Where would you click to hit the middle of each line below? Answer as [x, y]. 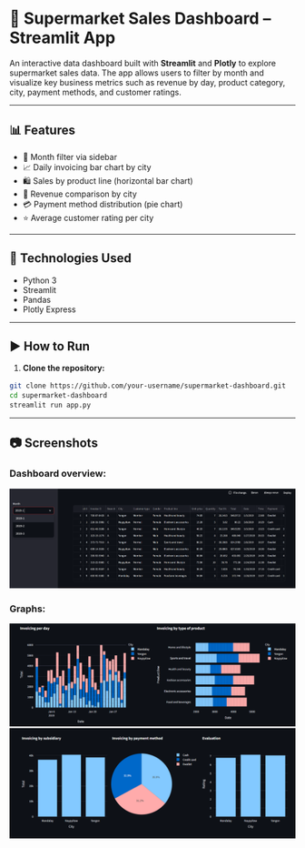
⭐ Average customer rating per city [88, 217]
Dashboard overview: [58, 474]
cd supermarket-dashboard [58, 396]
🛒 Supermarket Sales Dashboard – [140, 19]
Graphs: [28, 609]
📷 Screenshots [54, 444]
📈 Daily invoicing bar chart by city [87, 167]
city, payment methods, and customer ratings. [95, 92]
